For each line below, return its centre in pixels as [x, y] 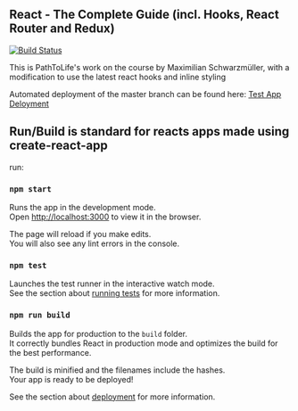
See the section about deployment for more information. [112, 397]
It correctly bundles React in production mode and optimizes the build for [144, 343]
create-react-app [59, 146]
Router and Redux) [62, 29]
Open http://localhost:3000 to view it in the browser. [105, 217]
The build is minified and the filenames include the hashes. [117, 370]
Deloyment [29, 103]
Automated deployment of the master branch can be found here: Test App [145, 94]
